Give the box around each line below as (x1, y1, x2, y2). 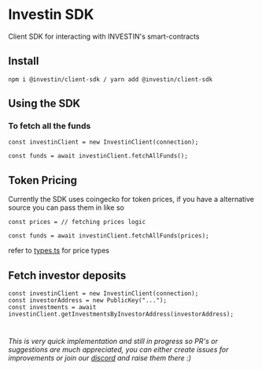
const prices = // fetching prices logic (8, 219, 146, 226)
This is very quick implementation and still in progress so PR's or (8, 337, 218, 346)
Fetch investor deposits (8, 268, 127, 282)
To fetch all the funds (8, 121, 91, 132)
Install (8, 54, 39, 68)
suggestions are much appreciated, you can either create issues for (8, 345, 229, 354)
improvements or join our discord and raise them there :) (8, 353, 191, 363)
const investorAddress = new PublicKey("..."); (8, 297, 168, 305)
